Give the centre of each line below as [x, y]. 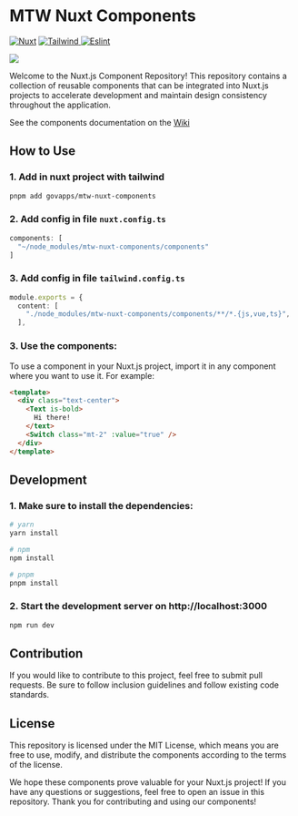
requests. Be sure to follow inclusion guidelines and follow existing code [144, 685]
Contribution [46, 653]
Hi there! [52, 418]
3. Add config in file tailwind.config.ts [97, 279]
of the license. [36, 765]
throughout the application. [60, 105]
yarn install [34, 534]
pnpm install [34, 583]
